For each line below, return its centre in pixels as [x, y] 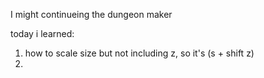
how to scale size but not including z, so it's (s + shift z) [139, 53]
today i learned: [42, 33]
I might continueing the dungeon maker [91, 14]
